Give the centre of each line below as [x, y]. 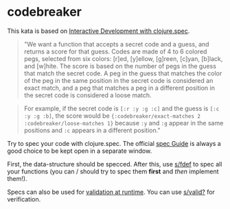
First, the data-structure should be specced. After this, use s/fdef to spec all [115, 164]
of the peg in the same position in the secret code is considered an [118, 80]
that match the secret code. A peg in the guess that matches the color [123, 73]
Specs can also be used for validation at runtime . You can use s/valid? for [111, 192]
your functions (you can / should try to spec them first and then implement [113, 171]
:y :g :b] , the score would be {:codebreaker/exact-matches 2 [112, 115]
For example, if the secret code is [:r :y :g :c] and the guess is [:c [122, 108]
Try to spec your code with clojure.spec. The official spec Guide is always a [114, 143]
